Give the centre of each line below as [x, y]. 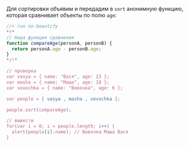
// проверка [21, 71]
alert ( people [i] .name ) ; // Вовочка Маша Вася [70, 132]
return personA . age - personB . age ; [57, 49]
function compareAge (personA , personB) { [59, 43]
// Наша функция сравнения [40, 38]
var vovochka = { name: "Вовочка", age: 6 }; [65, 88]
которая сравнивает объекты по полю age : [61, 15]
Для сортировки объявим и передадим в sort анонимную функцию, [95, 9]
